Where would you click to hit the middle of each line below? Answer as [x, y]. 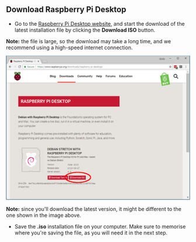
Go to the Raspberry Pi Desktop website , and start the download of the [99, 23]
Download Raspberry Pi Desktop [66, 10]
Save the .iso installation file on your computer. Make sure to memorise [100, 226]
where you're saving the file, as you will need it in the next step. [91, 233]
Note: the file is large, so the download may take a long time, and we [88, 41]
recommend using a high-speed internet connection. [69, 47]
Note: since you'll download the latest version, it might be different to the [94, 209]
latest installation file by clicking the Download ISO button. [85, 30]
